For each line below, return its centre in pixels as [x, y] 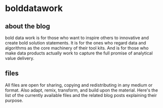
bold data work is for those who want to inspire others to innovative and [77, 38]
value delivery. [20, 58]
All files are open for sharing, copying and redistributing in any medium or [79, 85]
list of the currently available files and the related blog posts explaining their [81, 95]
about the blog [27, 26]
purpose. [14, 100]
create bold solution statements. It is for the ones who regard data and [76, 43]
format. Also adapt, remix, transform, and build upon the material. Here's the [81, 90]
